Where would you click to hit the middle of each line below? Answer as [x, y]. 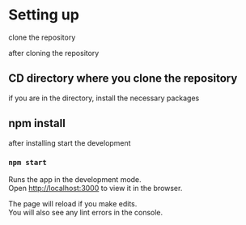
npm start [28, 163]
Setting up [44, 15]
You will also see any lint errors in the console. [86, 212]
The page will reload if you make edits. [73, 203]
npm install [37, 123]
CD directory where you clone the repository [123, 79]
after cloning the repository [54, 53]
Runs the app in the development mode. [75, 179]
